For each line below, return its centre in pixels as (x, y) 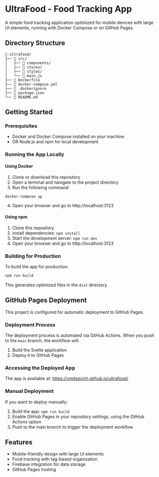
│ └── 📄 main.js (24, 76)
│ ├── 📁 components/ (28, 63)
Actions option (27, 422)
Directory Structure (35, 43)
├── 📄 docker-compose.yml (31, 84)
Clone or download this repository (46, 177)
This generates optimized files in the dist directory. (57, 285)
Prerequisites (21, 126)
